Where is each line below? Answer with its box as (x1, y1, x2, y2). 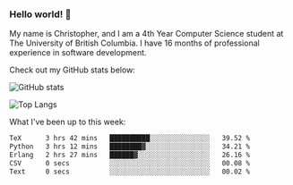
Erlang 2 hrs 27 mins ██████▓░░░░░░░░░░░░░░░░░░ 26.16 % (9, 151, 251, 160)
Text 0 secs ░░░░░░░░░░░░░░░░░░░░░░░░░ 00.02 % (9, 167, 251, 176)
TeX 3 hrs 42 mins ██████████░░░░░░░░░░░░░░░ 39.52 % (9, 134, 251, 143)
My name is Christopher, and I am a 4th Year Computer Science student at (9, 29, 284, 39)
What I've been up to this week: (9, 116, 126, 128)
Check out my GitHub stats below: (9, 64, 136, 75)
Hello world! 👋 (9, 8, 72, 21)
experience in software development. (9, 47, 147, 58)
